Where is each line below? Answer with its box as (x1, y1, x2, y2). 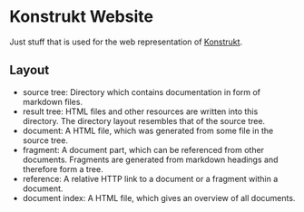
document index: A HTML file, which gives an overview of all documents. (22, 192, 296, 203)
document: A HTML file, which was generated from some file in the (22, 125, 274, 136)
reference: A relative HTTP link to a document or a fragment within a (22, 173, 279, 184)
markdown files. (22, 96, 83, 107)
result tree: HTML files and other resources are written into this (22, 106, 259, 117)
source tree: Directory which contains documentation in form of (22, 86, 261, 97)
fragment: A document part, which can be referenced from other (22, 144, 265, 155)
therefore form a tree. (22, 163, 103, 174)
